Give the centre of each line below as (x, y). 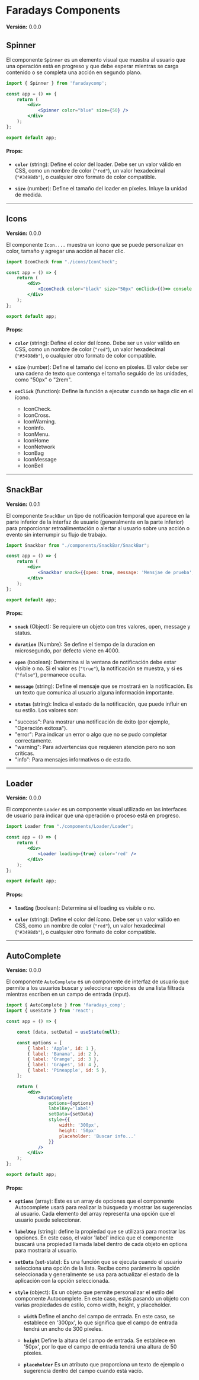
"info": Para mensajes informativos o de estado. (73, 759)
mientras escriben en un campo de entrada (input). (68, 995)
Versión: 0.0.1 (23, 504)
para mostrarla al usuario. (46, 1250)
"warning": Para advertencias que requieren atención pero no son (95, 747)
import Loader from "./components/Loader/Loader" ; (70, 827)
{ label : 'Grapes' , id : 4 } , (63, 1065)
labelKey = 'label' (70, 1109)
